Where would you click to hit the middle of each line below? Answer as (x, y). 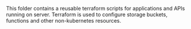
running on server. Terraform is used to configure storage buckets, (87, 14)
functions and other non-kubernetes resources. (64, 21)
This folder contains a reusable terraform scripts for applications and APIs (95, 8)
